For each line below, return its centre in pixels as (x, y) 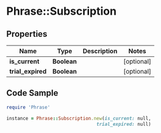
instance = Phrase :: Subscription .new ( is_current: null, (79, 118)
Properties (27, 34)
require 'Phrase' (28, 107)
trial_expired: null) (124, 124)
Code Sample (32, 93)
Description (100, 51)
